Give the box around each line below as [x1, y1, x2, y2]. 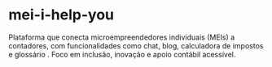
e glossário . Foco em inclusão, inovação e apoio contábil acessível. [8, 49, 236, 59]
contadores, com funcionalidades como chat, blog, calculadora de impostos [8, 40, 264, 50]
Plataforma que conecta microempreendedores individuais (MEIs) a [8, 32, 235, 42]
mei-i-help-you [8, 6, 115, 24]
